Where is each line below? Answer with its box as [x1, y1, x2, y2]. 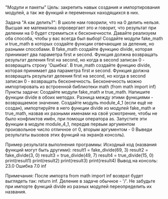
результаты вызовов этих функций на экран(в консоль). [5, 132, 125, 138]
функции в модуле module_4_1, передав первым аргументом [5, 121, 135, 127]
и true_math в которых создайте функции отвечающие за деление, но [5, 41, 154, 47]
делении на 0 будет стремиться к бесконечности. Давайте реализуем [5, 30, 156, 36]
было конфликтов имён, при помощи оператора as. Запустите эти [5, 116, 147, 121]
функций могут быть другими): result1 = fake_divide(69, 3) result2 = [5, 147, 148, 153]
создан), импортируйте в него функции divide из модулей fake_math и [5, 105, 155, 111]
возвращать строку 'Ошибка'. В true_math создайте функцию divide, [5, 62, 151, 68]
